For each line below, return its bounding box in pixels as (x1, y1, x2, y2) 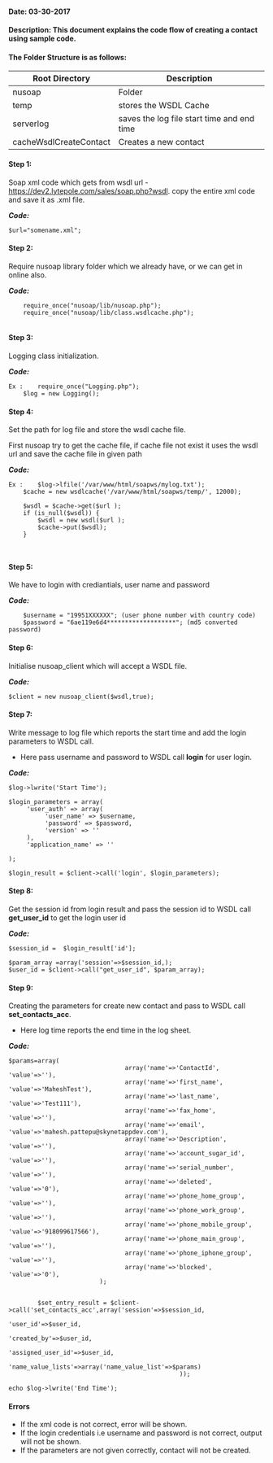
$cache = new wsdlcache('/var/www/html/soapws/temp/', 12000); (23, 488, 242, 496)
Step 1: (8, 159, 32, 168)
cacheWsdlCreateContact (12, 137, 111, 148)
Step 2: (8, 243, 34, 253)
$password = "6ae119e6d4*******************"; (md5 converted (23, 618, 238, 627)
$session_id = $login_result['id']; (8, 945, 136, 953)
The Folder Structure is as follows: (8, 52, 128, 62)
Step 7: (8, 710, 32, 719)
